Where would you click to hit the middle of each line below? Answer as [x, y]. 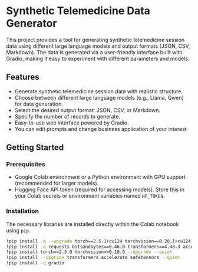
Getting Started [35, 148]
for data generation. [39, 104]
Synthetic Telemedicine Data [78, 11]
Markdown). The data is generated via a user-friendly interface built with [94, 52]
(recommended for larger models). [57, 183]
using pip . [18, 230]
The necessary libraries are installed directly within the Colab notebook [93, 224]
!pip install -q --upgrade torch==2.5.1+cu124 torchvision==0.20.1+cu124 [99, 241]
